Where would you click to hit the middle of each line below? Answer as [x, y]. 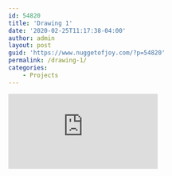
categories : [28, 68]
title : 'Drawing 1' [41, 23]
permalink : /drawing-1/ [48, 61]
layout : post [30, 46]
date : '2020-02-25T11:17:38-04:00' [67, 30]
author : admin [32, 38]
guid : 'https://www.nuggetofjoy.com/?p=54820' [87, 53]
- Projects [41, 75]
